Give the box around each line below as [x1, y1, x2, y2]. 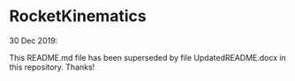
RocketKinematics [9, 6, 147, 26]
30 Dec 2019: [9, 35, 58, 46]
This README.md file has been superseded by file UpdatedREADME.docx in [9, 52, 287, 63]
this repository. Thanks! [9, 62, 95, 72]
